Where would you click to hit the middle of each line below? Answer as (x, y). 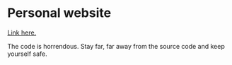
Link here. (22, 32)
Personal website (59, 13)
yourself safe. (27, 54)
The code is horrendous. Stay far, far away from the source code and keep (116, 46)
